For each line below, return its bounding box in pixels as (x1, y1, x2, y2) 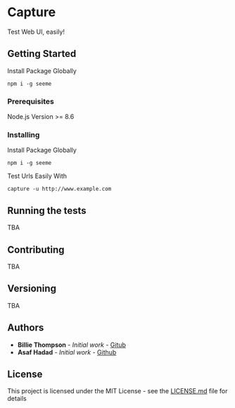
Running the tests (7, 205, 87, 217)
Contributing (7, 243, 65, 255)
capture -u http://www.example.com (7, 186, 112, 193)
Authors (7, 321, 44, 334)
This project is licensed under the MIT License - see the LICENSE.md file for (7, 387, 228, 395)
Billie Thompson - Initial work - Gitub (17, 340, 127, 349)
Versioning (7, 283, 56, 295)
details (7, 395, 27, 403)
